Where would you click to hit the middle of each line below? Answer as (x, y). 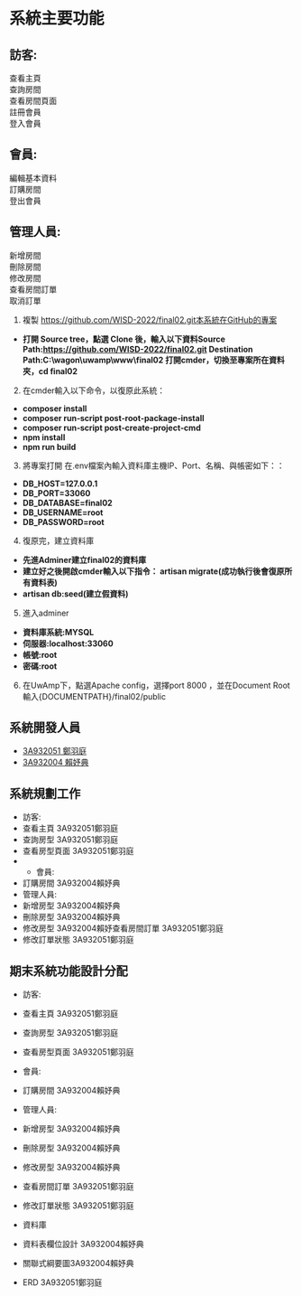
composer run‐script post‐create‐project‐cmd (111, 427)
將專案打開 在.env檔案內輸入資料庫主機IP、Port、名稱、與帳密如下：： (153, 465)
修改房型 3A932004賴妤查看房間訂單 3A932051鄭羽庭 (123, 928)
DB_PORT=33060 (56, 493)
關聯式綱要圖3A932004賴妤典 (78, 1263)
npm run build (49, 446)
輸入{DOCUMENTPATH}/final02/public (94, 696)
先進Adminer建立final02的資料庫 (84, 559)
